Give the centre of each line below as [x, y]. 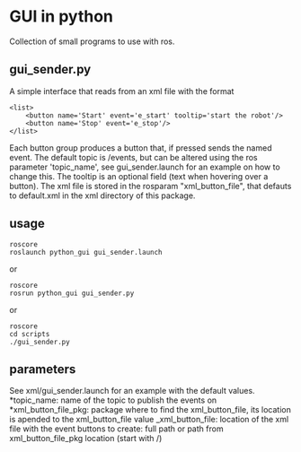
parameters [43, 369]
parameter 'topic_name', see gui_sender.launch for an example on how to [145, 167]
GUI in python [62, 17]
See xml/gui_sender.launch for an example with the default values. [132, 391]
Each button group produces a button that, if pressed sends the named [141, 148]
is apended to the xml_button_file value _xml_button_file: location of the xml [149, 420]
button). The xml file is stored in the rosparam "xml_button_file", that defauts [150, 186]
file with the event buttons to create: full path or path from [116, 429]
